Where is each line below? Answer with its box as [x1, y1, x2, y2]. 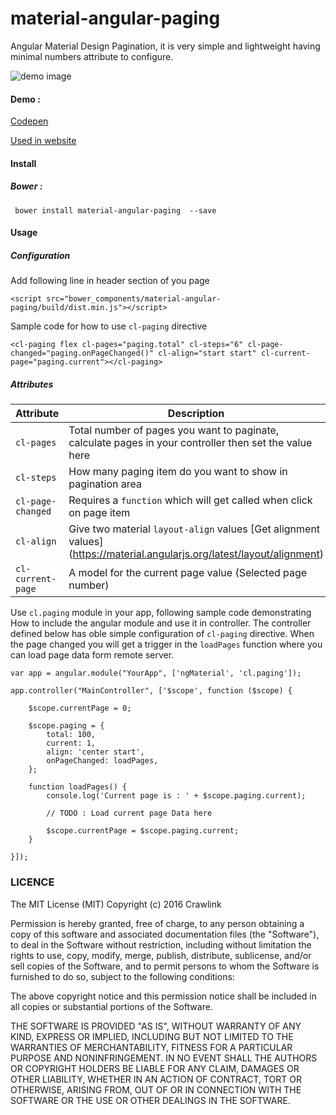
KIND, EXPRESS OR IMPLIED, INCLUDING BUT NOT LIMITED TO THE [10, 1030, 294, 1042]
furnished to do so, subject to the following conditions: [10, 970, 235, 982]
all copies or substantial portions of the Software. [10, 1000, 213, 1012]
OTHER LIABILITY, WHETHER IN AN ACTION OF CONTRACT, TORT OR [10, 1073, 302, 1085]
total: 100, [46, 730, 97, 740]
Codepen [10, 115, 49, 127]
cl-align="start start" [158, 348, 257, 359]
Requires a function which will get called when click [68, 493, 313, 507]
